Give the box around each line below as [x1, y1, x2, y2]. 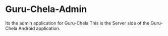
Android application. [18, 25, 61, 31]
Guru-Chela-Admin [5, 3, 87, 15]
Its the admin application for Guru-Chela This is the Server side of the [5, 20, 150, 26]
